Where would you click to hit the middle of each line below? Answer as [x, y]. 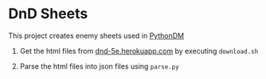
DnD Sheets [48, 14]
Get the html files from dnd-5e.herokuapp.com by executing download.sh [139, 51]
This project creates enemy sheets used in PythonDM [96, 36]
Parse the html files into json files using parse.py [99, 66]
